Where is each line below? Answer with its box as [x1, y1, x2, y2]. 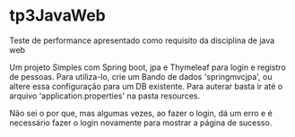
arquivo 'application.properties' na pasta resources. [9, 90, 200, 101]
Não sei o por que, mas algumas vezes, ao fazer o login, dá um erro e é [9, 107, 273, 118]
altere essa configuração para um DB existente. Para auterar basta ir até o [9, 81, 283, 91]
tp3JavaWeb [9, 5, 106, 26]
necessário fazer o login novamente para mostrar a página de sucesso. [9, 117, 273, 128]
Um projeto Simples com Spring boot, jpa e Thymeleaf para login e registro [9, 62, 287, 73]
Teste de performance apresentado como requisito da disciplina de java [9, 35, 275, 46]
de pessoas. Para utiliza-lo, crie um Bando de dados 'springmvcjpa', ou [9, 71, 273, 81]
